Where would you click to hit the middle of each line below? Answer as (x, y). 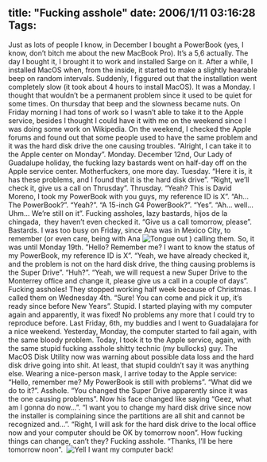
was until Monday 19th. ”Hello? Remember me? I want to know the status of (132, 247)
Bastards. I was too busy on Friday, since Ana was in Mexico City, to (120, 230)
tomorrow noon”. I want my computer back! (91, 449)
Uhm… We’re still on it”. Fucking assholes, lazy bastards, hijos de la (118, 213)
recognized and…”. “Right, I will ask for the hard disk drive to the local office (132, 424)
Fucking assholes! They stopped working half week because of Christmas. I (132, 289)
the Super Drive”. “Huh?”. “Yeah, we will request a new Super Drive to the (128, 272)
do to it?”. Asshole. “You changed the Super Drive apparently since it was (128, 390)
